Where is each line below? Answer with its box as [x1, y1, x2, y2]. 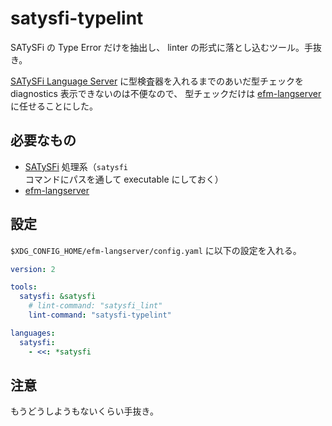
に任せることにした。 [10, 100, 98, 112]
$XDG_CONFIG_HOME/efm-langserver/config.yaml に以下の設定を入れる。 [10, 244, 302, 256]
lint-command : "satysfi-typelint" [28, 310, 172, 321]
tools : [10, 282, 38, 292]
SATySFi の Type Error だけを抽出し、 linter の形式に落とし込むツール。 [10, 41, 305, 53]
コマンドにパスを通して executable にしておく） [24, 173, 224, 185]
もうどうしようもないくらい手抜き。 [10, 405, 159, 417]
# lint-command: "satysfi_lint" [28, 301, 163, 311]
